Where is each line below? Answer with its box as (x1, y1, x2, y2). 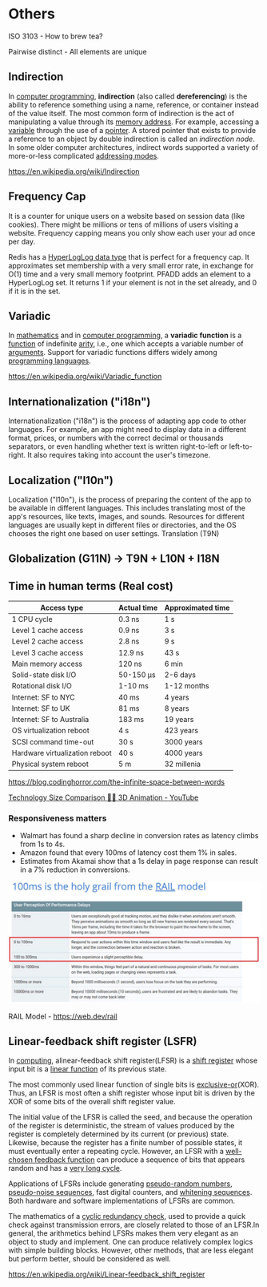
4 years (164, 692, 189, 702)
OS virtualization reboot (11, 726, 90, 736)
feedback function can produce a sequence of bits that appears (34, 1155, 245, 1164)
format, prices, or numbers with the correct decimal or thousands (8, 434, 224, 443)
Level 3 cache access (11, 648, 84, 657)
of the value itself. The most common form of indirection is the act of (8, 108, 234, 118)
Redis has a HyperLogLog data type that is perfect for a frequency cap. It (8, 252, 250, 261)
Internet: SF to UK (11, 703, 70, 713)
